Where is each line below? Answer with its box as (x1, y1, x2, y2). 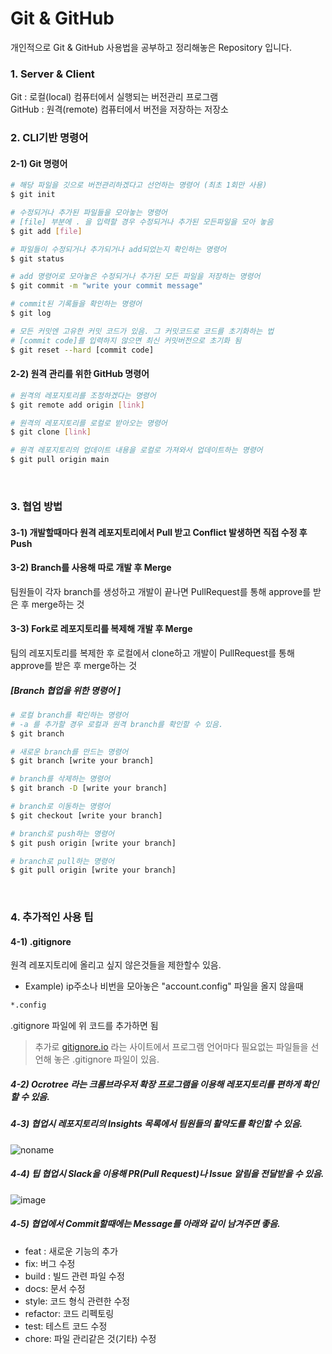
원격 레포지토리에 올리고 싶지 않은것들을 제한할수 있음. (10, 959, 222, 971)
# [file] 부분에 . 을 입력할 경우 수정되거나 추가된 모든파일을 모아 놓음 (10, 217, 274, 227)
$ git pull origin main (10, 455, 110, 465)
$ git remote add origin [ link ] (10, 400, 145, 410)
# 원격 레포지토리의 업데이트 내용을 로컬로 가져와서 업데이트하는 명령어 (10, 445, 263, 456)
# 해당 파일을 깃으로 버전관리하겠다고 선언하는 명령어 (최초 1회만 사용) (10, 180, 268, 191)
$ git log (10, 308, 52, 319)
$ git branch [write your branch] (10, 756, 155, 766)
